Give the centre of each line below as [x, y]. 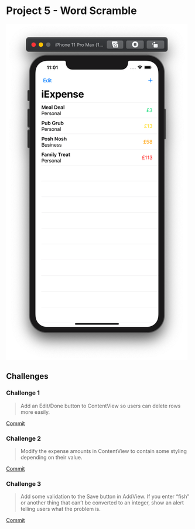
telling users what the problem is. [61, 509]
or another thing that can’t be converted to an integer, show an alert [102, 503]
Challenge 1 [23, 393]
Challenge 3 [24, 483]
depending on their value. [52, 457]
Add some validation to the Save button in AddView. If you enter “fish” [105, 497]
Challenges [27, 376]
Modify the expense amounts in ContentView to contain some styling [104, 451]
